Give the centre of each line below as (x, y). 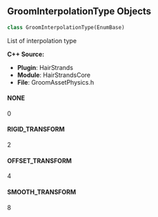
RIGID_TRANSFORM (36, 129)
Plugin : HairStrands (45, 67)
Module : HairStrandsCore (54, 75)
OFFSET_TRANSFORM (40, 160)
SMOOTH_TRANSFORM (42, 192)
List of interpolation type (42, 40)
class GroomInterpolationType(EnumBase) (66, 27)
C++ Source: (26, 54)
